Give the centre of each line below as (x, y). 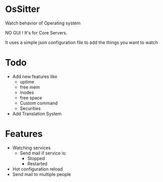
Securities (30, 108)
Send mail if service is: (43, 153)
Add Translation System (37, 113)
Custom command (39, 103)
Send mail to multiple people (42, 174)
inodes (27, 92)
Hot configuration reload (38, 169)
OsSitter (23, 9)
